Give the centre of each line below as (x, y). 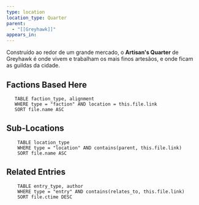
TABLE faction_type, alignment (54, 99)
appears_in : (21, 35)
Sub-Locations (35, 129)
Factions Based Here (47, 84)
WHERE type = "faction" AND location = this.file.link (86, 104)
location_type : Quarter (37, 18)
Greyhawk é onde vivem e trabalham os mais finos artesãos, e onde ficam (100, 59)
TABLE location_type (43, 142)
